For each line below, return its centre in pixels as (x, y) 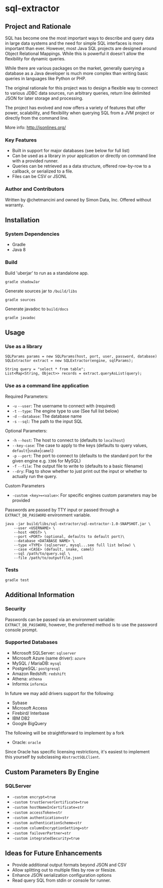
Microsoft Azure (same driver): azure (49, 658)
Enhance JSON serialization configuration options (62, 875)
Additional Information (40, 595)
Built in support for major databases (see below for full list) (71, 151)
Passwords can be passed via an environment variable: (60, 619)
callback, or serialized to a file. (43, 171)
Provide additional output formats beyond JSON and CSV (69, 865)
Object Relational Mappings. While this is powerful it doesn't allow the (75, 53)
